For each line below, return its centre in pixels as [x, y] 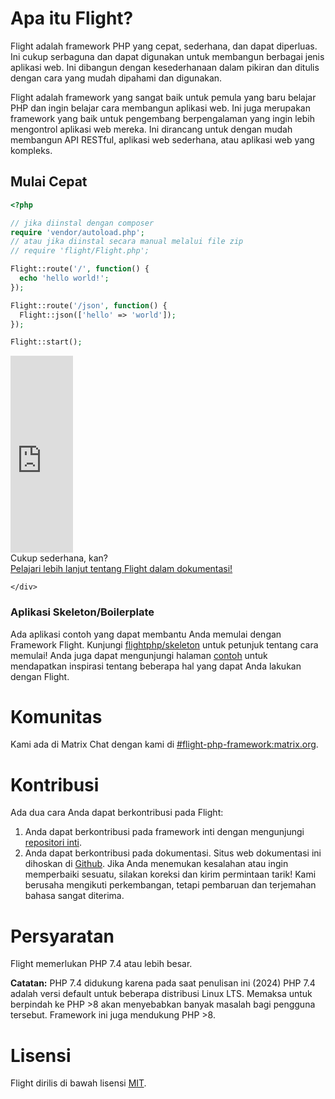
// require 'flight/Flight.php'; [80, 251]
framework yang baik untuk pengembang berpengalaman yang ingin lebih [163, 118]
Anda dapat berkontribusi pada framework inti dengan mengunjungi [164, 832]
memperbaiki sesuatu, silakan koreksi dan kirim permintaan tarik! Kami [170, 874]
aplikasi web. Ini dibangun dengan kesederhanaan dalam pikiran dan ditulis [165, 67]
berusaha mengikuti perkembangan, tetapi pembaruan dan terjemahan [170, 885]
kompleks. [31, 150]
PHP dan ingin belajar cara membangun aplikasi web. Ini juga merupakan [160, 108]
